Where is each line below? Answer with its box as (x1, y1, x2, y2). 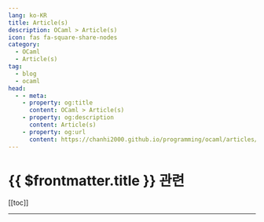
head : (8, 84, 26, 93)
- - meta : (15, 92, 47, 100)
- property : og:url (22, 128, 86, 136)
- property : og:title (22, 99, 93, 107)
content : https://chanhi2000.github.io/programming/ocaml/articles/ (28, 135, 258, 144)
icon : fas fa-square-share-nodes (8, 33, 118, 42)
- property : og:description (22, 114, 114, 122)
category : (8, 41, 41, 49)
